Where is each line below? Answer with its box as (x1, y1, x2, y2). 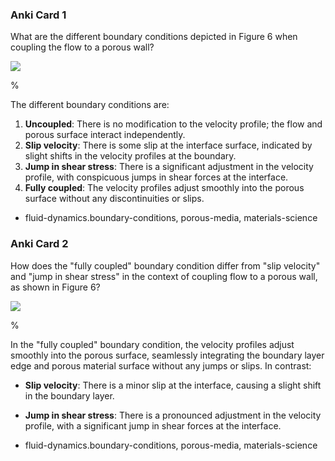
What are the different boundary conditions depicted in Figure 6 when (10, 31, 298, 43)
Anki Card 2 (10, 237, 69, 251)
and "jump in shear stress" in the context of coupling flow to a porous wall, (10, 270, 318, 282)
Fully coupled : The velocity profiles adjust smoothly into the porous (24, 182, 305, 194)
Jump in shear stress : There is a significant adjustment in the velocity (24, 161, 314, 173)
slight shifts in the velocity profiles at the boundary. (24, 150, 237, 162)
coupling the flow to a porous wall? (10, 41, 155, 53)
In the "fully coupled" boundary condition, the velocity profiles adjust (10, 338, 295, 350)
